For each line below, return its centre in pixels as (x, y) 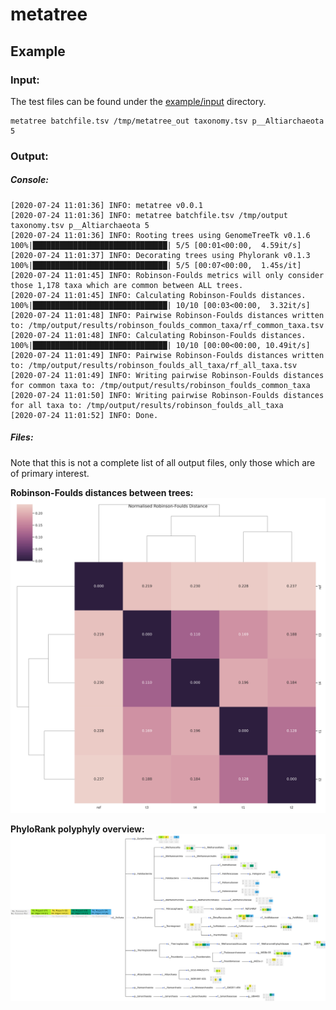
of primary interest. (50, 473)
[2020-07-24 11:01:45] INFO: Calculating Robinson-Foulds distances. (158, 295)
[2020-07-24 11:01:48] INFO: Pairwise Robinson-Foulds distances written (167, 315)
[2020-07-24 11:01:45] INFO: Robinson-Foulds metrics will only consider (167, 275)
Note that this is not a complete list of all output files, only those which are (163, 462)
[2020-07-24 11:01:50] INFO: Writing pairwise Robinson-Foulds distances (167, 395)
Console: (29, 180)
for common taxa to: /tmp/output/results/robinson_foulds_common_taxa (160, 385)
